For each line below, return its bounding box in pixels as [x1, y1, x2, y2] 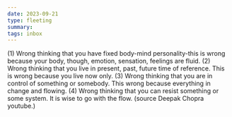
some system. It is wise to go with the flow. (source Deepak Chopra [7, 94, 204, 103]
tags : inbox [7, 30, 42, 37]
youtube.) [7, 101, 35, 110]
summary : [7, 23, 33, 30]
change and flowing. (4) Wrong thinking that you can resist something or [7, 87, 219, 95]
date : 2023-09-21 [7, 10, 59, 18]
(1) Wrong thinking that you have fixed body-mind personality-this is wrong [7, 49, 226, 58]
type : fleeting [7, 17, 52, 24]
